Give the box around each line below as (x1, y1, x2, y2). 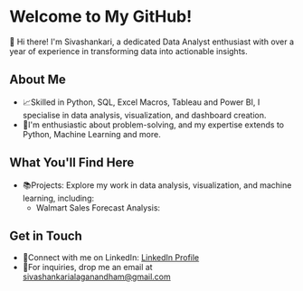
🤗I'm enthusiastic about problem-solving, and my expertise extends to (22, 119, 285, 130)
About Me (9, 72, 66, 88)
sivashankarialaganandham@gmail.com (22, 271, 172, 282)
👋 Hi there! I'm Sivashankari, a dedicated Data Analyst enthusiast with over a (9, 36, 295, 47)
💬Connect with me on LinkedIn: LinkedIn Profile (22, 252, 200, 263)
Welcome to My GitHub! (9, 6, 193, 27)
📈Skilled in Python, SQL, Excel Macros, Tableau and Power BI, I (22, 97, 260, 108)
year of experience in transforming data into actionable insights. (9, 45, 249, 56)
